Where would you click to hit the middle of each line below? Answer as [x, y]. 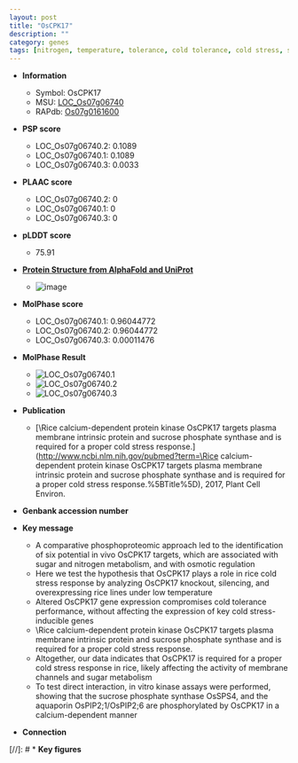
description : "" [39, 34]
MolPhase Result [54, 358]
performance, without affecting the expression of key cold [141, 611]
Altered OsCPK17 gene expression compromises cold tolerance [151, 602]
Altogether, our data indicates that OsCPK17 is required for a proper [158, 658]
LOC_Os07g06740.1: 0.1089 [85, 155]
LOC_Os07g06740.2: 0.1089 [86, 146]
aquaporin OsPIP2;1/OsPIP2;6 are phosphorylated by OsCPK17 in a [157, 705]
